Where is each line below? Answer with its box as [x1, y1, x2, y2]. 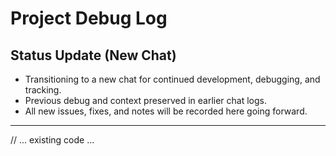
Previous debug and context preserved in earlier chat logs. [24, 95, 267, 106]
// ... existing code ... [10, 134, 95, 146]
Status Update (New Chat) [10, 47, 177, 64]
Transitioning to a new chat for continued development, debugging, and [24, 73, 321, 85]
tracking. [24, 84, 62, 96]
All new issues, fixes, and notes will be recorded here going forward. [24, 105, 308, 117]
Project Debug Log [10, 7, 168, 30]
